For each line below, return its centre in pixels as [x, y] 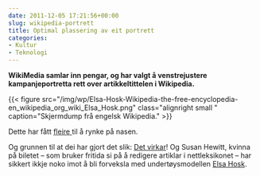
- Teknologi [28, 53]
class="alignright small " [178, 108]
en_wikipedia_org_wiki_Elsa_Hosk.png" [72, 108]
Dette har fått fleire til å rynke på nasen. [73, 131]
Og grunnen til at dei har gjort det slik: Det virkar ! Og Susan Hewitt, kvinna [129, 147]
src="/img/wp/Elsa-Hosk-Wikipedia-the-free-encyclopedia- [140, 99]
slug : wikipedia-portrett [51, 23]
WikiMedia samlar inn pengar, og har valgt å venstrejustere [108, 75]
